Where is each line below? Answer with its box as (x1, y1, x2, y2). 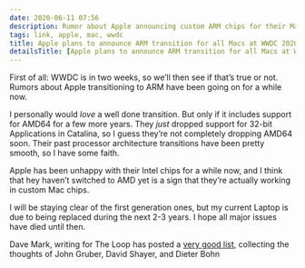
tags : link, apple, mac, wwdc (9, 30, 124, 39)
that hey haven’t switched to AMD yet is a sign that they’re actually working (9, 174, 290, 186)
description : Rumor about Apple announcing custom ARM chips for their (9, 22, 286, 31)
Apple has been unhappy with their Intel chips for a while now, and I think (9, 165, 283, 176)
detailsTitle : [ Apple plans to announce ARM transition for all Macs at (9, 47, 290, 56)
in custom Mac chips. (9, 184, 90, 195)
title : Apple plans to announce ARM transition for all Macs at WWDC (9, 38, 279, 48)
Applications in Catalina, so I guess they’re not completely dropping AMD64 (9, 128, 293, 139)
